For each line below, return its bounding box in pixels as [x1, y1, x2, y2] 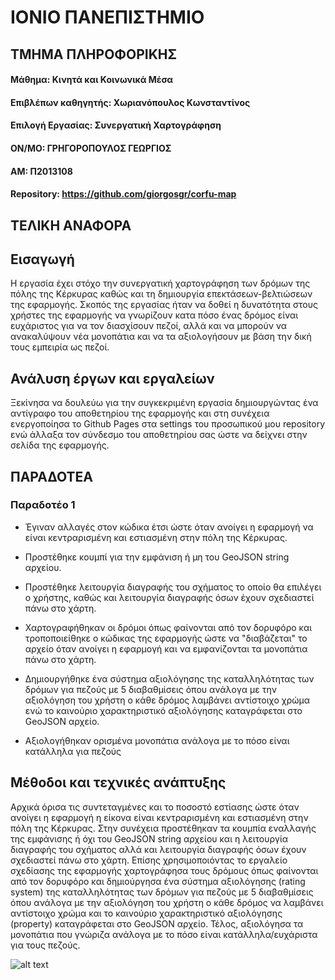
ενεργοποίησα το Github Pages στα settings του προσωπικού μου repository [10, 418, 326, 430]
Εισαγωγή [10, 251, 75, 268]
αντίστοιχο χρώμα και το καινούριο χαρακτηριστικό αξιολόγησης [10, 907, 283, 919]
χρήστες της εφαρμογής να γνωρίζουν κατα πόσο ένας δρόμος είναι [10, 309, 299, 321]
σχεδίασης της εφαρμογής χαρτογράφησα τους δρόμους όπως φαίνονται [10, 864, 319, 876]
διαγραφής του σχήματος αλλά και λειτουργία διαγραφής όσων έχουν [10, 843, 307, 855]
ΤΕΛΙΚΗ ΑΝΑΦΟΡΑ [10, 217, 132, 234]
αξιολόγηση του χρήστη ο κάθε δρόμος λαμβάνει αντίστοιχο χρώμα [24, 694, 311, 706]
